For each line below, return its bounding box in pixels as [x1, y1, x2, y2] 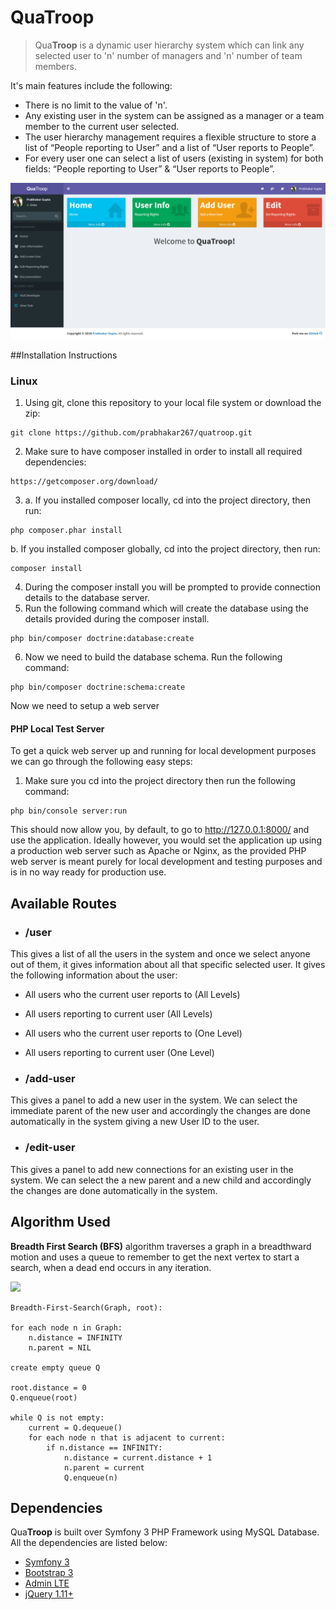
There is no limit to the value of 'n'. [24, 99, 168, 111]
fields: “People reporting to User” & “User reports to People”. [24, 162, 275, 175]
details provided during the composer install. [24, 613, 210, 625]
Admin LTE [24, 1577, 70, 1590]
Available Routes [10, 895, 118, 912]
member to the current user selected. [24, 120, 180, 132]
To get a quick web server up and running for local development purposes [10, 745, 317, 757]
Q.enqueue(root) [10, 1392, 78, 1403]
